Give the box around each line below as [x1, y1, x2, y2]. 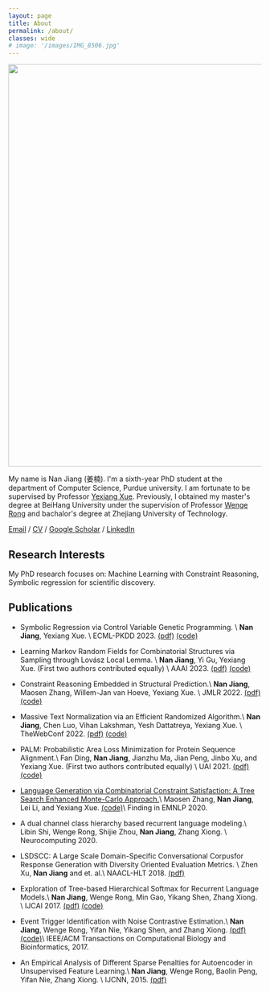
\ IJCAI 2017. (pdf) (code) [19, 900, 104, 910]
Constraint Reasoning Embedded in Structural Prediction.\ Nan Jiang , [19, 679, 251, 689]
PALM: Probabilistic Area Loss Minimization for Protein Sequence [19, 744, 235, 754]
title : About [8, 19, 52, 27]
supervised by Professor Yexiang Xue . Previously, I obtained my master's [8, 492, 251, 501]
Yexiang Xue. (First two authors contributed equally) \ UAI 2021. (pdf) [19, 761, 250, 771]
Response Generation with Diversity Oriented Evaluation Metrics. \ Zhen [19, 859, 259, 869]
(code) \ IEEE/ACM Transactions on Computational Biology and [19, 933, 227, 943]
